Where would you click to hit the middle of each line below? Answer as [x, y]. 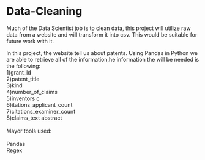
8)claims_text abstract [34, 118]
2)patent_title [23, 79]
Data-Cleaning [44, 11]
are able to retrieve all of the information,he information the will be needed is [103, 59]
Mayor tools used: [29, 131]
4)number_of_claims [32, 92]
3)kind [14, 85]
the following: [24, 66]
